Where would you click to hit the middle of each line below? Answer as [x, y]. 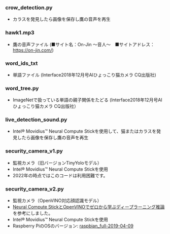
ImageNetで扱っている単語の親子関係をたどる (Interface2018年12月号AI [87, 100]
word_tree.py [22, 88]
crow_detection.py [29, 8]
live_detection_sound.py [36, 120]
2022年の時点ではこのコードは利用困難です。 [60, 175]
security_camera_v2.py [35, 189]
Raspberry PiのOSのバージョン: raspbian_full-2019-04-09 [73, 226]
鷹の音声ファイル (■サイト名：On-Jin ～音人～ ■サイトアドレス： [83, 44]
